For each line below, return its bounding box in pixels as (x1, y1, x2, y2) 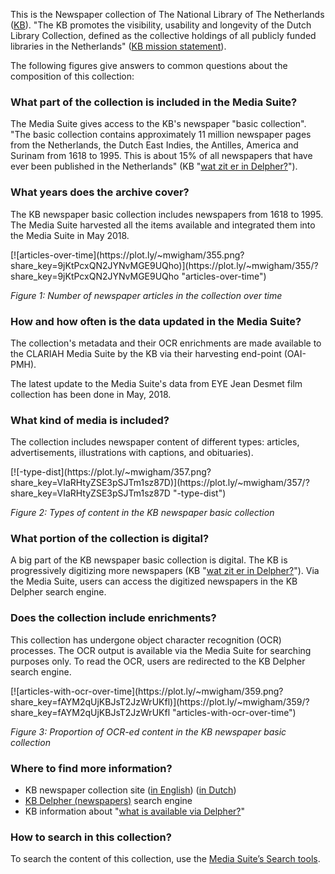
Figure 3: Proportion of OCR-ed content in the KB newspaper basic (10, 725, 287, 738)
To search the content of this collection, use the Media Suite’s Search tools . (10, 853, 321, 865)
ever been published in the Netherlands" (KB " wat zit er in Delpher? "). (10, 160, 298, 173)
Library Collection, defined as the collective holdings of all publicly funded (10, 30, 317, 41)
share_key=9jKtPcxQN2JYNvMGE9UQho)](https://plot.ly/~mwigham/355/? (10, 259, 319, 271)
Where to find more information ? (10, 761, 173, 775)
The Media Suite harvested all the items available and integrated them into (10, 219, 316, 231)
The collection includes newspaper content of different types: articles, (10, 436, 300, 448)
